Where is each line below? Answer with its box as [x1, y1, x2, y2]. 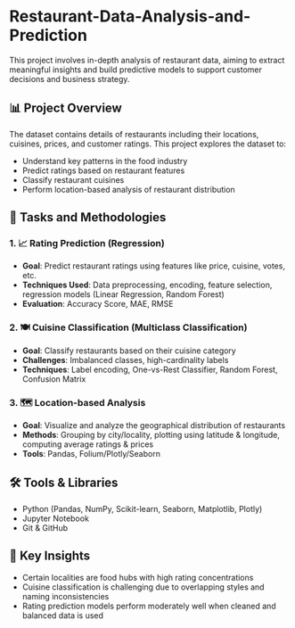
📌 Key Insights [9, 549, 91, 564]
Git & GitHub [21, 522, 69, 533]
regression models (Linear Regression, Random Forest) [21, 289, 225, 300]
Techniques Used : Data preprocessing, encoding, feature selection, [21, 279, 273, 291]
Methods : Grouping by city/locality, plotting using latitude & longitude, [21, 430, 281, 441]
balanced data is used [21, 609, 104, 621]
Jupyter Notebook [21, 513, 89, 524]
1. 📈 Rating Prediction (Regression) [9, 237, 165, 250]
